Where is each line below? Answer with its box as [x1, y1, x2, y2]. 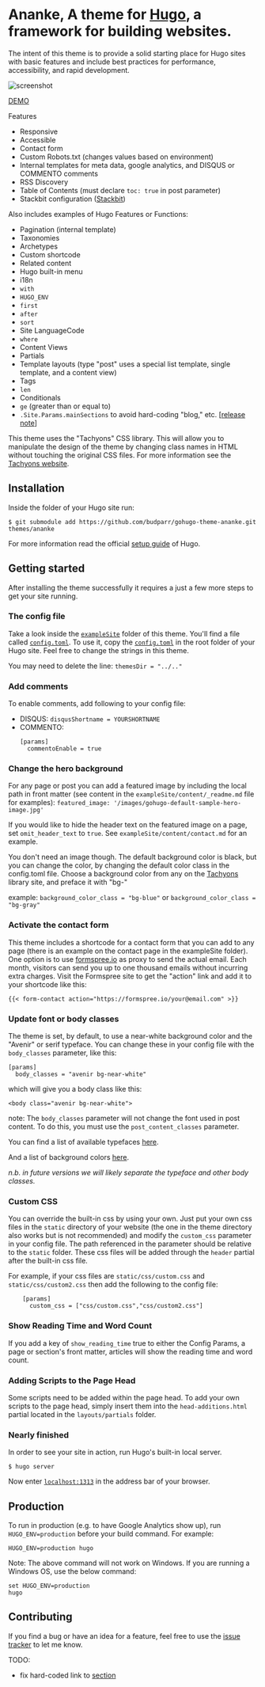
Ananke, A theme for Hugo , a [8, 6, 202, 24]
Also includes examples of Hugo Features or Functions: [8, 209, 188, 218]
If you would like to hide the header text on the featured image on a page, [8, 820, 248, 830]
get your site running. [8, 591, 78, 601]
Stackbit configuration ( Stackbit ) [19, 194, 127, 203]
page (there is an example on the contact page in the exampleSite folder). [8, 946, 248, 956]
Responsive [19, 127, 58, 136]
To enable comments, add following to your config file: [8, 699, 186, 709]
